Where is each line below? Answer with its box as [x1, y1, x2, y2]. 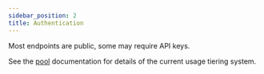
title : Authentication [8, 19, 84, 27]
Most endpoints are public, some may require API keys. [8, 41, 190, 50]
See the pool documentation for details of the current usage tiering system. [8, 56, 257, 66]
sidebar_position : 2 [8, 11, 78, 20]
